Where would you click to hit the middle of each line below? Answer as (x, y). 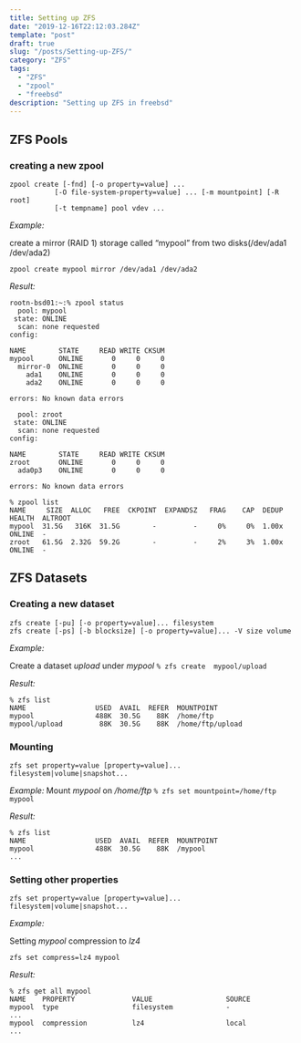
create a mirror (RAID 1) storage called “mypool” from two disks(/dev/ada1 (148, 243)
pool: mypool (42, 311)
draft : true (32, 43)
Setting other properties (64, 879)
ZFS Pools (39, 139)
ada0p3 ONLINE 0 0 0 (92, 470)
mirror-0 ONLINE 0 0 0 (92, 367)
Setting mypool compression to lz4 (75, 941)
